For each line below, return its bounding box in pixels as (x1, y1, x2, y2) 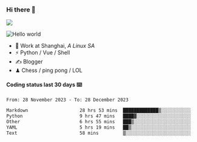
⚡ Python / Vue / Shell (15, 49, 70, 56)
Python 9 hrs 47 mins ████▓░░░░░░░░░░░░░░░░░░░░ (6, 113, 191, 120)
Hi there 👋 (6, 5, 36, 14)
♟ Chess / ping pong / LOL (15, 66, 83, 74)
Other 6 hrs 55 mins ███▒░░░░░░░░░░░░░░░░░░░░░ (6, 119, 191, 125)
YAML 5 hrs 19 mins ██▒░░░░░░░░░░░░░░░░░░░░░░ (6, 124, 191, 131)
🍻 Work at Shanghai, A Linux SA (15, 42, 95, 50)
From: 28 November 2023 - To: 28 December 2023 (6, 97, 129, 103)
